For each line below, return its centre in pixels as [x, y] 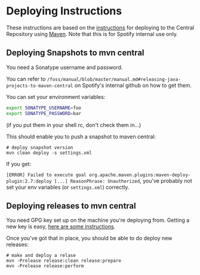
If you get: [19, 164]
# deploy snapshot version [40, 147]
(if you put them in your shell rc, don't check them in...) [74, 125]
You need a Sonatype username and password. [64, 67]
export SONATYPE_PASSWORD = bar [44, 113]
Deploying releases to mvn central [71, 206]
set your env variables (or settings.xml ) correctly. [68, 187]
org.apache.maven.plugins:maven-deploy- [140, 175]
